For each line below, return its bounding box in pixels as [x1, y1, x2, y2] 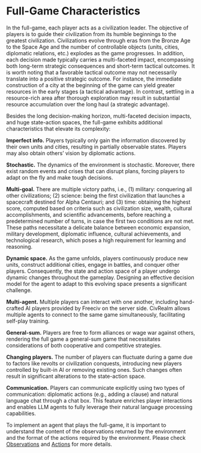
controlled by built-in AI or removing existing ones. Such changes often [6, 366, 182, 373]
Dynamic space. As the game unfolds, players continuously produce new [6, 254, 188, 262]
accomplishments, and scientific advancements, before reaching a [6, 211, 171, 218]
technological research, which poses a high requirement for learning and [6, 236, 186, 244]
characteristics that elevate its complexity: [6, 125, 111, 132]
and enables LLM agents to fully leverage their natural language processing [6, 403, 193, 410]
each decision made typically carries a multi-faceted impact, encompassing [6, 56, 194, 63]
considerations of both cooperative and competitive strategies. [6, 341, 162, 349]
